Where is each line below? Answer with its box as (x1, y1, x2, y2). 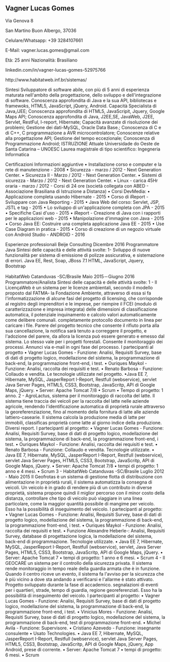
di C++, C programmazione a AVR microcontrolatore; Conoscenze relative (5, 130, 160, 136)
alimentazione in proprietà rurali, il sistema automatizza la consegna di (5, 479, 152, 485)
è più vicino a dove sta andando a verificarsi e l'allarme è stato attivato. (5, 576, 154, 582)
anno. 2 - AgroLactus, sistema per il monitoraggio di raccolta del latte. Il (5, 393, 155, 399)
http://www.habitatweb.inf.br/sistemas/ (5, 76, 87, 83)
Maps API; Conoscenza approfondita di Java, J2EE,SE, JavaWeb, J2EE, (5, 113, 155, 119)
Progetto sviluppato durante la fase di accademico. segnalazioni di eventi (5, 582, 158, 588)
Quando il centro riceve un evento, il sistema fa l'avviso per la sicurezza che (5, 570, 164, 577)
